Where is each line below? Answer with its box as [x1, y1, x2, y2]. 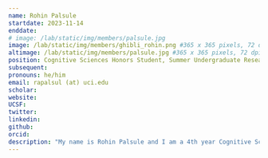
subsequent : [8, 64, 48, 72]
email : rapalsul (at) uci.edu [8, 78, 109, 86]
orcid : [8, 130, 30, 138]
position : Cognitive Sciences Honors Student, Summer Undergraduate [8, 57, 241, 65]
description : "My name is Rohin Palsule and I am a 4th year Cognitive [8, 137, 251, 146]
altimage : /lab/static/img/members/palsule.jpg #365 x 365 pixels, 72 [8, 49, 248, 57]
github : [8, 123, 34, 131]
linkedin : [8, 116, 41, 124]
